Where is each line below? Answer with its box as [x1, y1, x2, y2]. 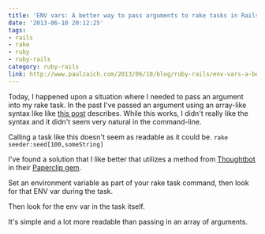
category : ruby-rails [8, 63, 80, 71]
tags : [8, 26, 26, 34]
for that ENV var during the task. [8, 186, 114, 195]
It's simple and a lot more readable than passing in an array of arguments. [8, 217, 248, 226]
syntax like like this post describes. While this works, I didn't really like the [8, 108, 248, 118]
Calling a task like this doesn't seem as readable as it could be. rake [8, 132, 229, 142]
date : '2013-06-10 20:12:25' [8, 19, 104, 27]
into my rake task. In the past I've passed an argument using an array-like [8, 100, 247, 110]
